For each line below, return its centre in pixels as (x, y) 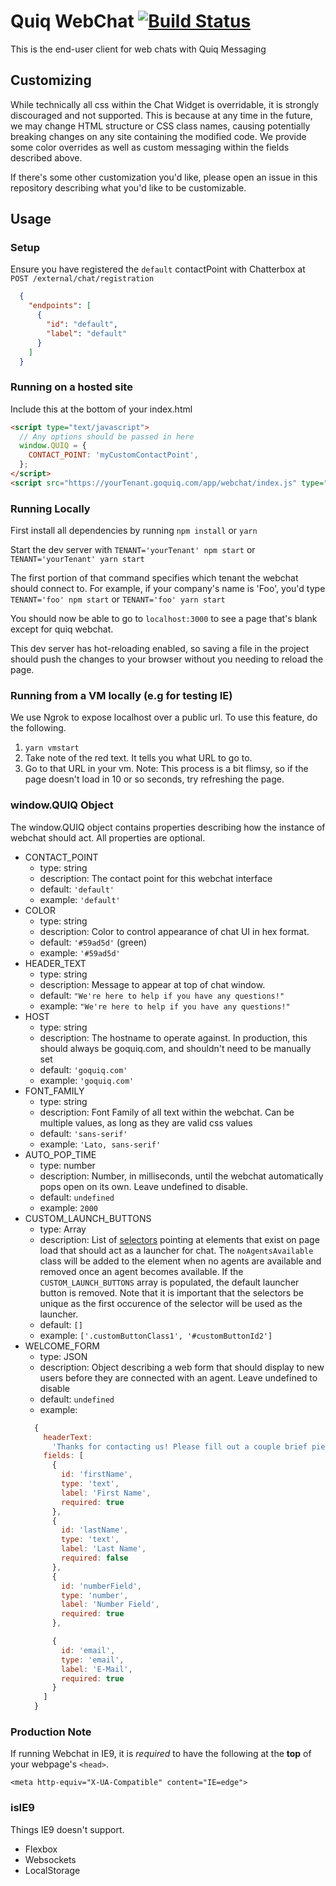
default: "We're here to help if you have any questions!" (162, 995)
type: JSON (63, 1356)
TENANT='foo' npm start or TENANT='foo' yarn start (118, 599)
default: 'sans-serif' (83, 1133)
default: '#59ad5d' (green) (93, 942)
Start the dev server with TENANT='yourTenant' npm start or (133, 550)
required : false (95, 1558)
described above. (46, 157)
